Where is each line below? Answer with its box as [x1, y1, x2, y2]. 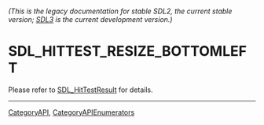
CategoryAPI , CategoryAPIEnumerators [8, 107, 135, 117]
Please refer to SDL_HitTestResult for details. [8, 85, 153, 94]
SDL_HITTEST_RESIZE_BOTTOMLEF [8, 42, 247, 60]
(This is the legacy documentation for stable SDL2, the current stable [8, 6, 233, 16]
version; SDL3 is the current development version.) [8, 14, 173, 24]
